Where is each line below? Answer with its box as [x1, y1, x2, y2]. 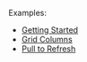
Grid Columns [21, 35, 73, 44]
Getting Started [21, 25, 78, 35]
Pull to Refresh [21, 43, 76, 54]
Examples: [8, 8, 47, 18]
